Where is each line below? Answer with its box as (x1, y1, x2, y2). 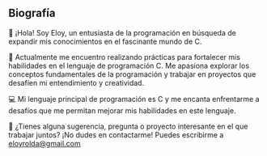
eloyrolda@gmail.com (8, 138, 81, 148)
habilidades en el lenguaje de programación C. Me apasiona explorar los (8, 61, 249, 70)
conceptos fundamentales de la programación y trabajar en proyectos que (8, 69, 256, 79)
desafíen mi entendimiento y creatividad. (8, 78, 144, 87)
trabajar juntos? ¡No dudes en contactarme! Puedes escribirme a (8, 129, 224, 140)
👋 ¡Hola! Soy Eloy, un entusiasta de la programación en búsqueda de (8, 27, 236, 37)
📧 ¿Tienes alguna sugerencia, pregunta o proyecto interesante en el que (8, 121, 248, 131)
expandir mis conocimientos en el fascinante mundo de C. (8, 36, 202, 46)
